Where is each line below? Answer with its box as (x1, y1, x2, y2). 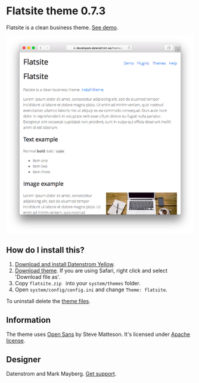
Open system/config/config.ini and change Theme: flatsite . (14, 286, 168, 293)
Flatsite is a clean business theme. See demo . (6, 24, 119, 31)
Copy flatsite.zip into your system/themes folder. (14, 280, 141, 287)
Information (6, 315, 51, 325)
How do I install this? (6, 245, 85, 255)
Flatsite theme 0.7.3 (6, 4, 106, 18)
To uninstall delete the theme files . (6, 298, 91, 305)
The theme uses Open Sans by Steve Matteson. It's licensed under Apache (6, 331, 191, 338)
